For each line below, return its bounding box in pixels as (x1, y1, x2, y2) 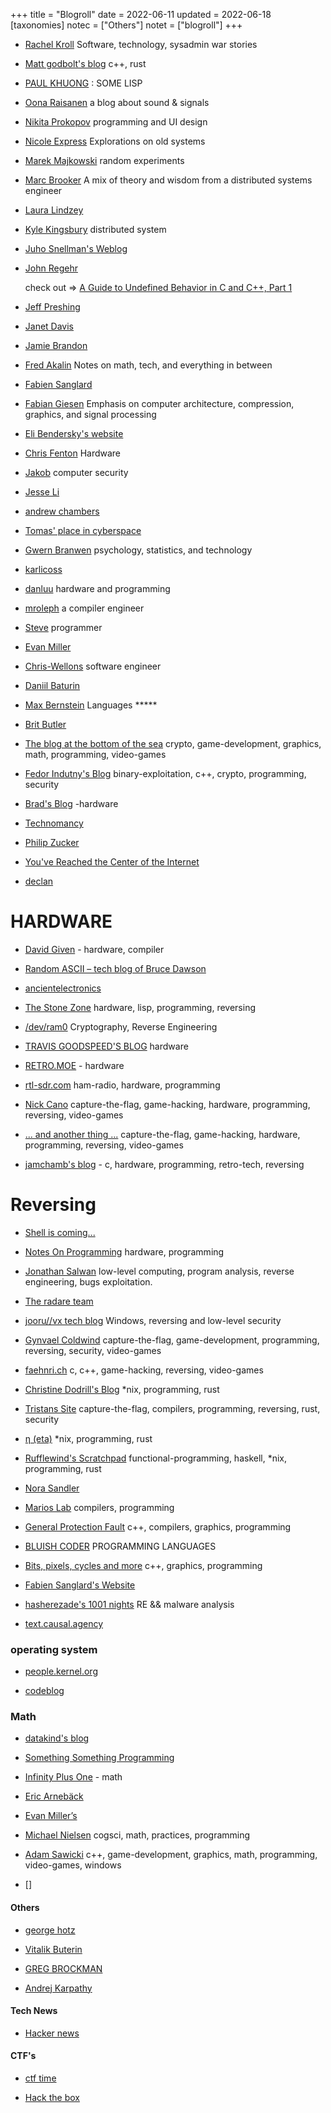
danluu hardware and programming (24, 583, 171, 594)
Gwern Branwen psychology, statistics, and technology (24, 544, 253, 556)
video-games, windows (24, 1859, 122, 1871)
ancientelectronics (24, 982, 102, 994)
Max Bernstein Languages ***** (24, 699, 158, 711)
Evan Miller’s (24, 1810, 78, 1822)
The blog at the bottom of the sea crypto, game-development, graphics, (24, 738, 322, 749)
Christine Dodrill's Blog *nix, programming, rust (24, 1383, 220, 1395)
